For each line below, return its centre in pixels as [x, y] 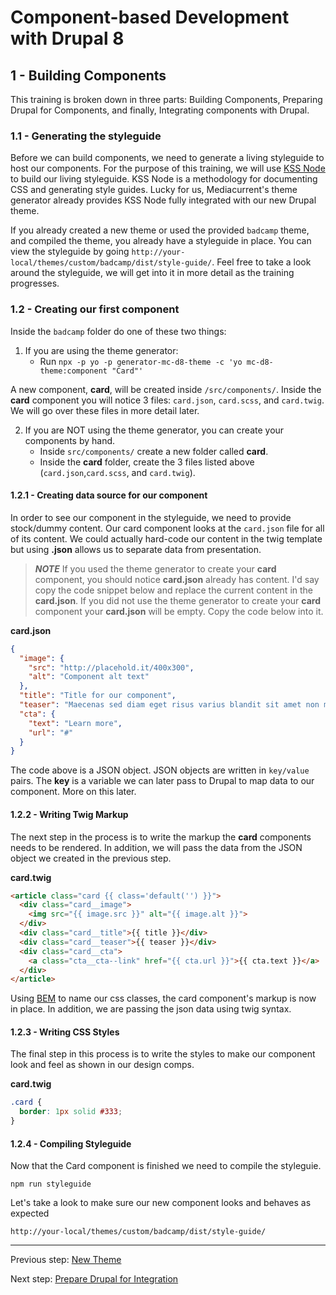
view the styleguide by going [70, 252]
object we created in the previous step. [91, 858]
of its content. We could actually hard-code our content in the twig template [166, 538]
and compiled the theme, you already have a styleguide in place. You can [161, 241]
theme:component [73, 371]
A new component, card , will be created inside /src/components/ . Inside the [166, 389]
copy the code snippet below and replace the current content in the [174, 590]
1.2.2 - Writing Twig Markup [69, 814]
